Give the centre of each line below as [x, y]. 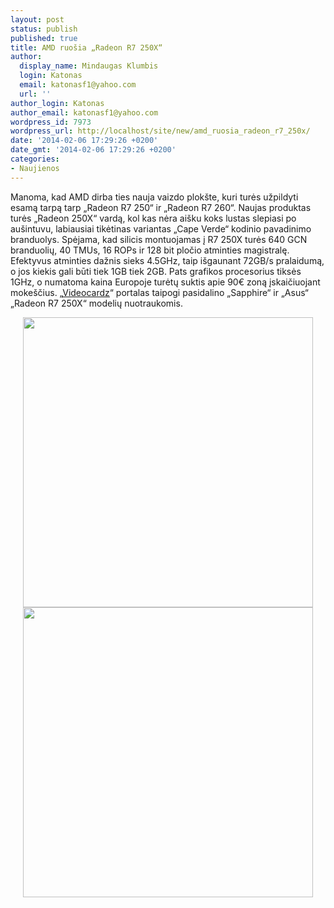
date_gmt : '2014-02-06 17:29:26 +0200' [93, 150]
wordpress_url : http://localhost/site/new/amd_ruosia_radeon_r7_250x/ [160, 131]
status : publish [44, 29]
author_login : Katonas [57, 103]
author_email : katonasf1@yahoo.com [84, 112]
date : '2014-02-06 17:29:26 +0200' [84, 141]
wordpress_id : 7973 [51, 122]
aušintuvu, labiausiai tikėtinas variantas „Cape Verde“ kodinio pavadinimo [161, 228]
